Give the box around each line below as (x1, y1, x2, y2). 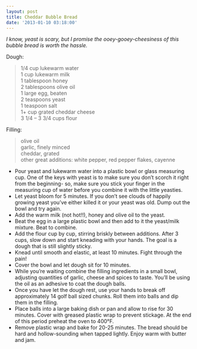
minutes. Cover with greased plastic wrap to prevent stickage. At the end (14, 311, 192, 318)
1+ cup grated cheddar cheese (20, 108, 95, 115)
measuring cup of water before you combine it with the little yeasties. (14, 187, 183, 194)
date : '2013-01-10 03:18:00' (6, 19, 78, 25)
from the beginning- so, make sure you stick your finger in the (14, 180, 165, 187)
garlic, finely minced (20, 144, 71, 151)
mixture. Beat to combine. (14, 224, 78, 231)
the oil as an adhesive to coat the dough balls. (14, 280, 126, 287)
